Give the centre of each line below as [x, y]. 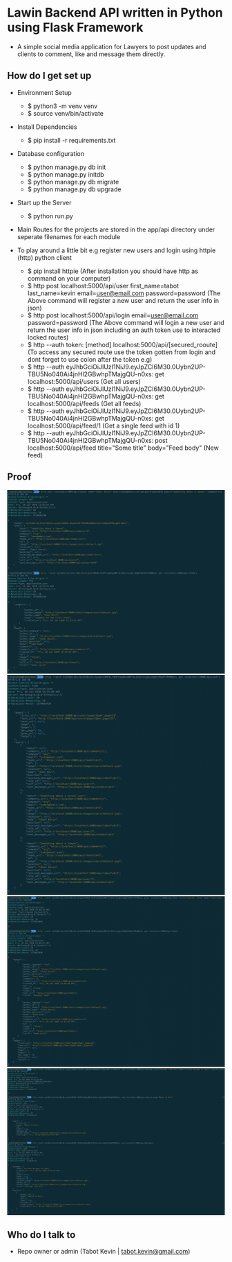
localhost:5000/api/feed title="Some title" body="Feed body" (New [123, 448]
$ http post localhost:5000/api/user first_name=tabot [103, 286]
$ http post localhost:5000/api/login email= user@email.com [113, 315]
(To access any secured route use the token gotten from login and [122, 352]
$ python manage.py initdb [66, 174]
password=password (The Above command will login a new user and [126, 322]
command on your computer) [69, 278]
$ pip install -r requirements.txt [71, 140]
